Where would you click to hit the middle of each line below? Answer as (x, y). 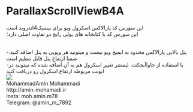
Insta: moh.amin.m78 (32, 96)
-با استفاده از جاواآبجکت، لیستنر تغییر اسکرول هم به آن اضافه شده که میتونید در (95, 65)
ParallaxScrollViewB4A (65, 11)
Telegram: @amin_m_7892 (39, 102)
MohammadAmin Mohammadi (43, 83)
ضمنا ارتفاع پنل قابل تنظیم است (42, 58)
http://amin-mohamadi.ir (36, 90)
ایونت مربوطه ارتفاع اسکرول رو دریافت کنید (55, 71)
